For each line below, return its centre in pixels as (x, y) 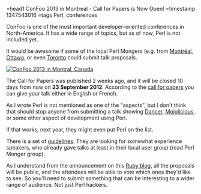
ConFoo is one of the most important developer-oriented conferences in (95, 27)
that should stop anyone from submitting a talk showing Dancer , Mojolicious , (101, 111)
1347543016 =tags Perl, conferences (52, 15)
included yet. (22, 39)
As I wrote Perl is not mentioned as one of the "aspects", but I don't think (96, 105)
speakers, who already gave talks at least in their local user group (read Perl (100, 147)
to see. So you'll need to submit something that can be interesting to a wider (100, 178)
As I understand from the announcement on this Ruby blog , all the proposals (100, 165)
